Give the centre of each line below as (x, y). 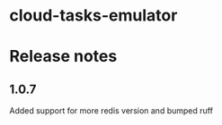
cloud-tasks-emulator (93, 16)
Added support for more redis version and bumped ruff (111, 111)
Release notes (63, 57)
